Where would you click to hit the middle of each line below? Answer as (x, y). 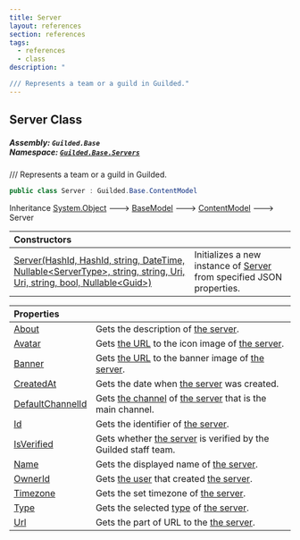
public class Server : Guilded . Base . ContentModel (104, 191)
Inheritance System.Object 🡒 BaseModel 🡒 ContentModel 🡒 (142, 207)
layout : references (46, 26)
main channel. (125, 409)
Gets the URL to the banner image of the (180, 358)
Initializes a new (228, 254)
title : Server (36, 17)
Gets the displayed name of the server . (177, 464)
